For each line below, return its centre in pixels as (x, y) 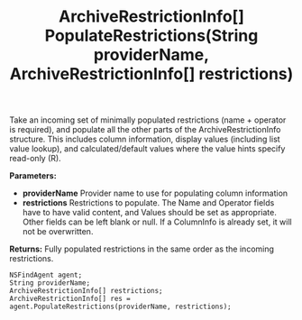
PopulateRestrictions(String (151, 36)
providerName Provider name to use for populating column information (155, 193)
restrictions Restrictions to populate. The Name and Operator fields (148, 203)
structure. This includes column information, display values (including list (145, 139)
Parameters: (33, 176)
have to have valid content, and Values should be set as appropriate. (149, 213)
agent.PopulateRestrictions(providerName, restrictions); (120, 307)
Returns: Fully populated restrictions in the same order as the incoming (142, 249)
